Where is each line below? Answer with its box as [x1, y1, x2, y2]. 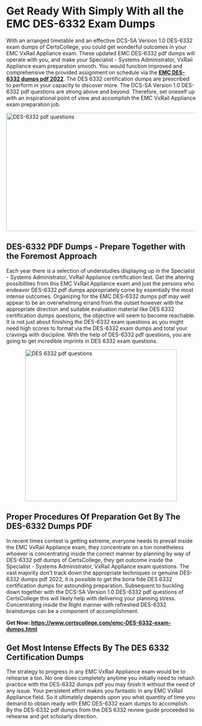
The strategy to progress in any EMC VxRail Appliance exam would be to [6, 668, 186, 676]
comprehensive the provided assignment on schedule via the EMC [6, 69, 171, 76]
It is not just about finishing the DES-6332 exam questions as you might [6, 318, 184, 325]
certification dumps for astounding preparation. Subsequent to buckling [6, 582, 184, 589]
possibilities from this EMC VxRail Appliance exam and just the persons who [6, 279, 194, 287]
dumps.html [6, 625, 38, 632]
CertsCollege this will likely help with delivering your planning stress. [6, 594, 176, 602]
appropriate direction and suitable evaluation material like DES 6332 [6, 305, 174, 313]
